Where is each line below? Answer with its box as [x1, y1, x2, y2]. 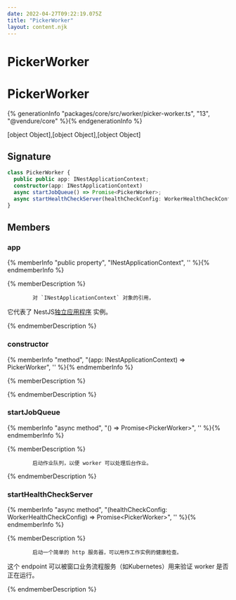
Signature [7, 151, 51, 162]
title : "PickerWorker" [7, 17, 74, 24]
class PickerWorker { [7, 170, 71, 177]
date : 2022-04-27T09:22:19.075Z [7, 10, 102, 18]
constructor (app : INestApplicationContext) [13, 182, 143, 190]
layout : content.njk [7, 23, 68, 30]
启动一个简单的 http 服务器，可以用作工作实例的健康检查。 [32, 549, 183, 556]
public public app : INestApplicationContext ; [13, 176, 150, 183]
